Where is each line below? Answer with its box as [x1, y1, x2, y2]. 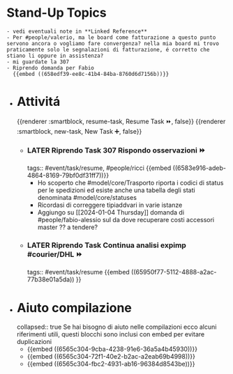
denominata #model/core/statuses [37, 194, 137, 202]
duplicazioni [16, 338, 52, 346]
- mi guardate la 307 [6, 58, 70, 65]
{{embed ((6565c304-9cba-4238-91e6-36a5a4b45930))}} [27, 345, 198, 353]
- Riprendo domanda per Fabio [6, 64, 95, 71]
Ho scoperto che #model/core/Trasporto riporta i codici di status [37, 179, 224, 187]
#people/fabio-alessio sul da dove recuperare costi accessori [37, 216, 215, 224]
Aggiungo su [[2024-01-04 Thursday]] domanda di [37, 208, 185, 217]
